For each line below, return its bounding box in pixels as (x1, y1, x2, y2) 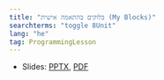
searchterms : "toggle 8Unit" (9, 21, 116, 30)
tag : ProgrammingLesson (9, 37, 97, 47)
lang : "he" (9, 29, 49, 38)
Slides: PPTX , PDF (21, 62, 89, 72)
